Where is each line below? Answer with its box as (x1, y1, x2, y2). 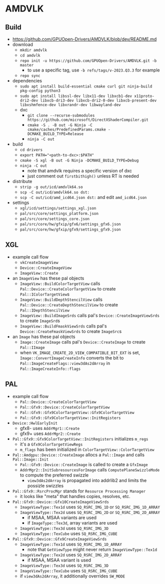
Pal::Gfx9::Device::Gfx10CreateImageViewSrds (12, 499, 109, 504)
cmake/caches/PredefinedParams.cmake (27, 127, 106, 132)
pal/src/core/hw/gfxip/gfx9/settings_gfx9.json (19, 227, 121, 232)
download (12, 41, 33, 47)
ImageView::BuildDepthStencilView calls (19, 296, 102, 302)
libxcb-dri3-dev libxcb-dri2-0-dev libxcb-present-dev (40, 98, 157, 103)
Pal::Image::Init (12, 457, 49, 462)
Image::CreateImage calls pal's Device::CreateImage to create (19, 338, 146, 345)
